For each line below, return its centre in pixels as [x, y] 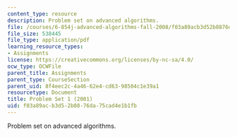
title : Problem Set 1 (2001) [50, 100]
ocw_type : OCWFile [34, 66]
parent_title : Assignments [47, 73]
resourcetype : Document [42, 93]
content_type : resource [42, 14]
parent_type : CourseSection [49, 79]
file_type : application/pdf [49, 40]
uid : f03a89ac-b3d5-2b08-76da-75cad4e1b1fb [72, 106]
